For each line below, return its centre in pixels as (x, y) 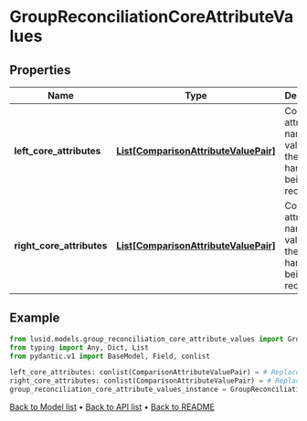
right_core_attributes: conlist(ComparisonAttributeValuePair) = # (141, 381)
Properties (40, 70)
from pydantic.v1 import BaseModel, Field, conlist (110, 356)
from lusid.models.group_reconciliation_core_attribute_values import (147, 339)
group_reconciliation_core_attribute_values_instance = (118, 390)
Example (35, 318)
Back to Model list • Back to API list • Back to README (112, 407)
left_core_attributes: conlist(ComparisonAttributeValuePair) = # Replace (155, 373)
